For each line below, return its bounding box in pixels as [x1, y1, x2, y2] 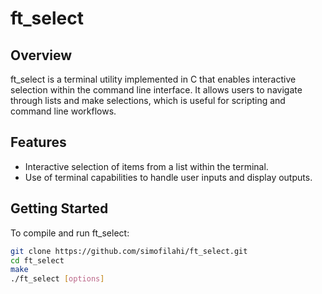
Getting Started [10, 200, 109, 217]
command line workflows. [10, 105, 117, 117]
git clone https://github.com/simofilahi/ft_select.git [10, 246, 248, 256]
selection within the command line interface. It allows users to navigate [10, 84, 303, 96]
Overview [10, 47, 73, 64]
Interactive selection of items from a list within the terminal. [24, 160, 269, 172]
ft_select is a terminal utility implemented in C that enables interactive [10, 73, 297, 85]
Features [10, 134, 67, 151]
